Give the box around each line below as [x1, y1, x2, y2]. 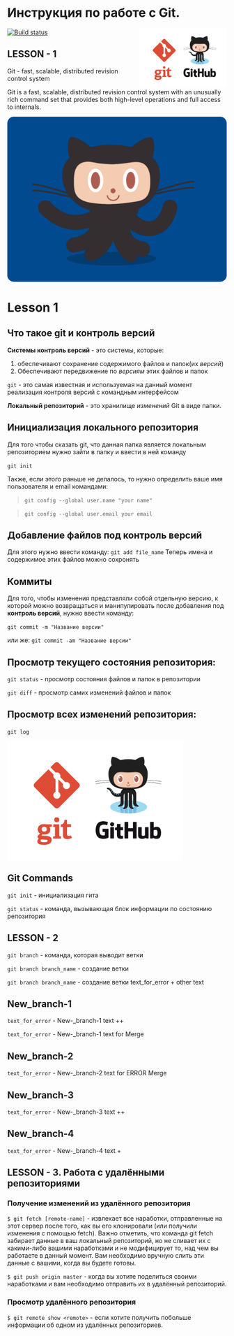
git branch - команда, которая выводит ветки [7, 950, 144, 959]
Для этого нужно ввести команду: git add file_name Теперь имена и [7, 548, 213, 556]
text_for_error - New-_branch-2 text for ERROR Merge [7, 1069, 167, 1077]
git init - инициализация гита [7, 891, 99, 899]
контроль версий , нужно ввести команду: [7, 609, 134, 618]
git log [7, 728, 30, 735]
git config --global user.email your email [24, 510, 153, 518]
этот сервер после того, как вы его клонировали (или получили [7, 1221, 197, 1230]
